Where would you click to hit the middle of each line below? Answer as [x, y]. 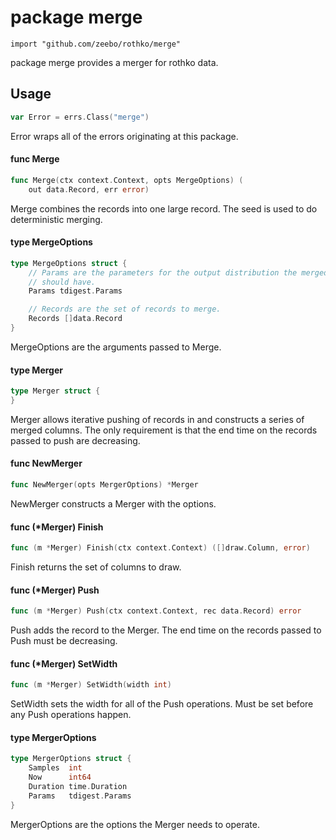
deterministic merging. [56, 219]
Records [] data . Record [75, 319]
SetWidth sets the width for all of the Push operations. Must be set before [162, 704]
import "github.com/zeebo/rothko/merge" [96, 44]
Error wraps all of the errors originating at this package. [124, 136]
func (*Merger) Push [55, 590]
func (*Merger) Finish [57, 527]
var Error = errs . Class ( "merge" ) [80, 117]
